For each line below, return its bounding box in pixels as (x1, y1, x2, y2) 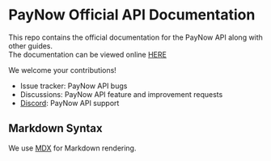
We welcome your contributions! (8, 65, 117, 74)
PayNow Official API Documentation (8, 6, 256, 24)
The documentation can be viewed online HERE (8, 49, 167, 59)
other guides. (8, 40, 53, 50)
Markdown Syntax (8, 121, 103, 135)
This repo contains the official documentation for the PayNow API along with (8, 32, 263, 42)
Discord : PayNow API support (19, 98, 120, 108)
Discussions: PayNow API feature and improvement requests (19, 89, 223, 99)
